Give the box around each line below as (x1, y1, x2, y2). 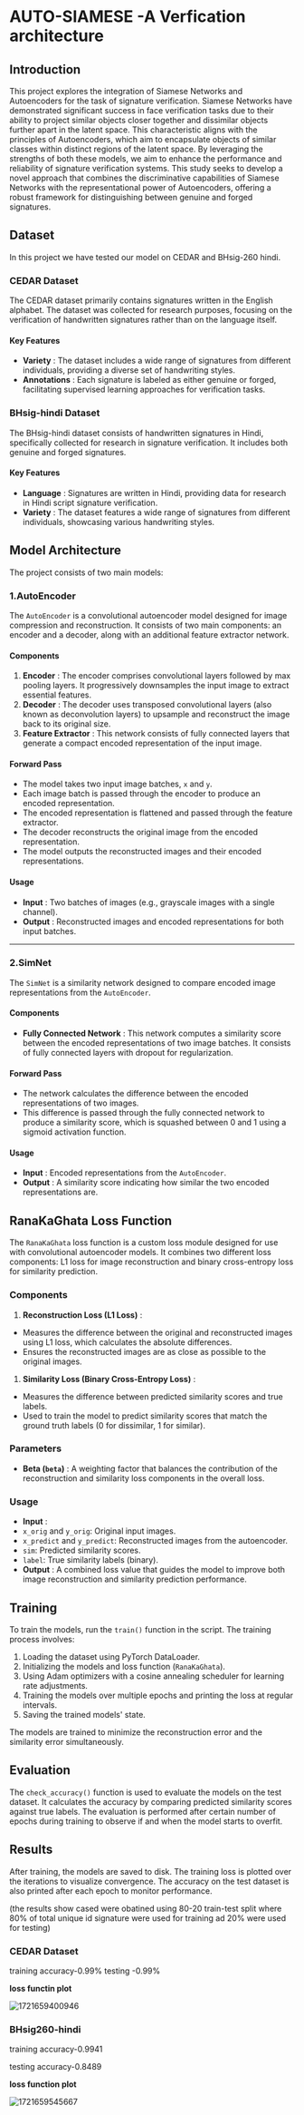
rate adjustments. (22, 1680, 89, 1691)
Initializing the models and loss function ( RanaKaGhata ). (22, 1661, 226, 1672)
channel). (22, 906, 59, 917)
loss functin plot (9, 1983, 72, 1993)
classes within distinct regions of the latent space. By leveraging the (9, 143, 264, 154)
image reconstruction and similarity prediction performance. (22, 1574, 247, 1584)
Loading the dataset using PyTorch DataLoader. (22, 1651, 201, 1662)
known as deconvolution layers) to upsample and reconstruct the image (22, 709, 290, 720)
